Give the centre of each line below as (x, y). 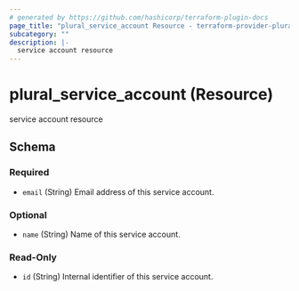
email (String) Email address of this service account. (118, 191)
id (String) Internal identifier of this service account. (117, 277)
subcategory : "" (39, 34)
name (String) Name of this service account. (101, 234)
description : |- (39, 42)
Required (29, 173)
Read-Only (33, 257)
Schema (32, 147)
